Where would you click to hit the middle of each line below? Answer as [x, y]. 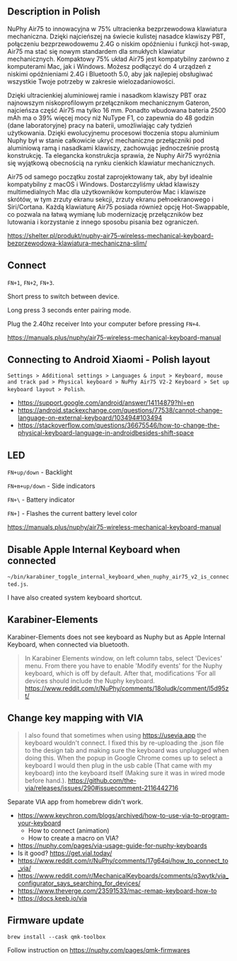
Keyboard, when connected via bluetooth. [68, 644]
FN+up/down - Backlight [40, 472]
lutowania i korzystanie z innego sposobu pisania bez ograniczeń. [103, 222]
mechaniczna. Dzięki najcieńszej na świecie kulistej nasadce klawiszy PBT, [116, 36]
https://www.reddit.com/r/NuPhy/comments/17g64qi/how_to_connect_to [123, 860]
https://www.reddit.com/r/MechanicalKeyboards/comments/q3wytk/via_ [123, 875]
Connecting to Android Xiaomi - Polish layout [109, 360]
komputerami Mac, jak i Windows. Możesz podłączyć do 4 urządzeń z [109, 66]
